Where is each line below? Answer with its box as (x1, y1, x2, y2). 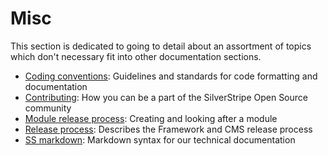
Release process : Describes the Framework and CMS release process (24, 123, 313, 135)
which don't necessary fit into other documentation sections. (10, 50, 262, 62)
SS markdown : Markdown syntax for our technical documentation (24, 133, 296, 146)
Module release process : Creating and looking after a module (24, 112, 278, 124)
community (24, 102, 72, 114)
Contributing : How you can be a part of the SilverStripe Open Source (24, 91, 308, 103)
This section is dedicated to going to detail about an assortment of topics (10, 40, 312, 52)
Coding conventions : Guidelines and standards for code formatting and (24, 70, 318, 82)
